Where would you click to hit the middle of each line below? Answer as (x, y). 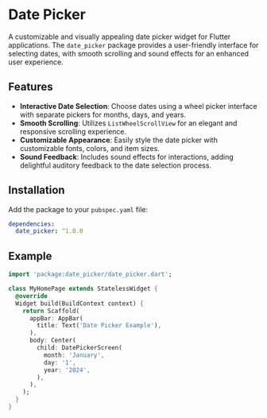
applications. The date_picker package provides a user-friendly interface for (133, 45)
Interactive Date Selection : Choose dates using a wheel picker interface (138, 106)
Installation (37, 190)
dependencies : (32, 224)
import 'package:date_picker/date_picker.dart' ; (90, 275)
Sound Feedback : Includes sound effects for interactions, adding (126, 157)
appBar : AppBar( (56, 318)
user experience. (36, 62)
